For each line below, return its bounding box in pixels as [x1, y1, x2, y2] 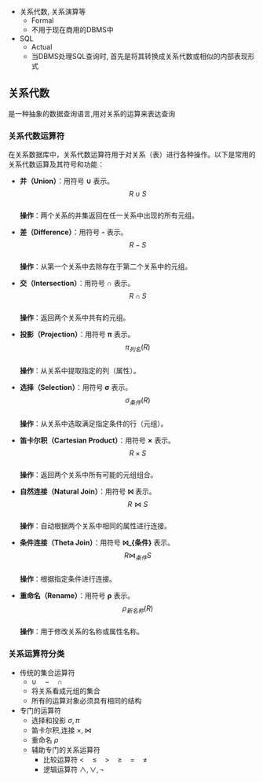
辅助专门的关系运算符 [31, 745, 100, 754]
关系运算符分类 [8, 648, 65, 659]
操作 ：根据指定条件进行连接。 [19, 574, 116, 583]
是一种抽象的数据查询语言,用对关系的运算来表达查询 [8, 108, 176, 118]
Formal [31, 16, 54, 25]
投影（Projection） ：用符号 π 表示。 [19, 329, 135, 340]
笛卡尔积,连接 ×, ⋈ [31, 725, 92, 735]
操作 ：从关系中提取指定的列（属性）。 [19, 365, 141, 375]
